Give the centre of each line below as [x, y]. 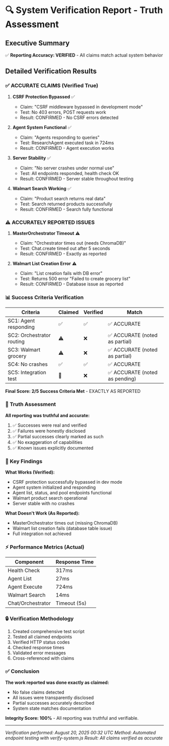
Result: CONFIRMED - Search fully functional [66, 209]
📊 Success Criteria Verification [45, 297]
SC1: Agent [21, 321]
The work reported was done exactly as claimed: [57, 682]
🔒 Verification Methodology [39, 619]
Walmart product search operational [50, 498]
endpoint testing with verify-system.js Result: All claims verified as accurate [84, 738]
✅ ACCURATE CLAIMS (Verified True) [52, 86]
